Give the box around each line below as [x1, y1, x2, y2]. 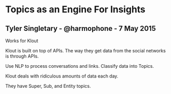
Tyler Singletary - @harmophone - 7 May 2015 [5, 24, 156, 33]
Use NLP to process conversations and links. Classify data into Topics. [5, 63, 155, 69]
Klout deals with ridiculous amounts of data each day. [5, 73, 119, 79]
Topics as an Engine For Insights [5, 4, 146, 15]
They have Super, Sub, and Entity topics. [5, 83, 91, 89]
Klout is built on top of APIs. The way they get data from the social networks [5, 48, 166, 53]
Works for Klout [5, 37, 38, 44]
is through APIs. [5, 53, 39, 59]
